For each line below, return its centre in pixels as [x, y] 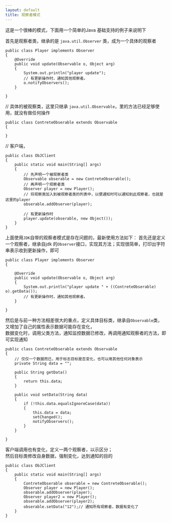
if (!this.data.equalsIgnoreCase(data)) [67, 403]
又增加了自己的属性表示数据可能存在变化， [50, 326]
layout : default [22, 10]
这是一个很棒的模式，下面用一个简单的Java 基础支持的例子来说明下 [76, 30]
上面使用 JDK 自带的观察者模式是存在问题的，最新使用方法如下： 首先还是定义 [86, 237]
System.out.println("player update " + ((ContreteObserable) [90, 287]
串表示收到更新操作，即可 [32, 250]
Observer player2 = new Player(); [60, 497]
